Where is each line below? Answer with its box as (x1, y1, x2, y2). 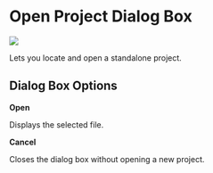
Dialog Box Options (9, 78, 118, 94)
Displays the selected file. (9, 119, 104, 130)
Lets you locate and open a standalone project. (9, 52, 183, 63)
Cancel (9, 136, 37, 147)
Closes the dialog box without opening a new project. (9, 153, 205, 164)
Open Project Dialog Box (9, 6, 193, 27)
